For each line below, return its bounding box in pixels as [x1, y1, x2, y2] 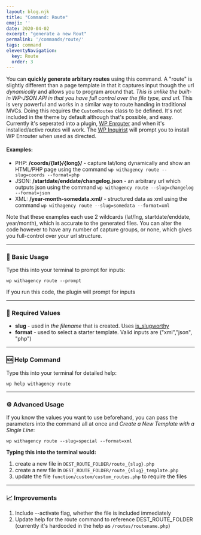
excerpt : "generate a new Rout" [6, 31, 87, 37]
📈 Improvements [6, 494, 57, 502]
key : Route [11, 53, 39, 59]
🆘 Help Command [6, 356, 61, 364]
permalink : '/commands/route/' [6, 36, 84, 42]
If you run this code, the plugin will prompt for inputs [6, 288, 136, 295]
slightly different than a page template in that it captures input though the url [6, 81, 194, 88]
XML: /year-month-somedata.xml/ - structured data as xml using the [14, 195, 187, 202]
